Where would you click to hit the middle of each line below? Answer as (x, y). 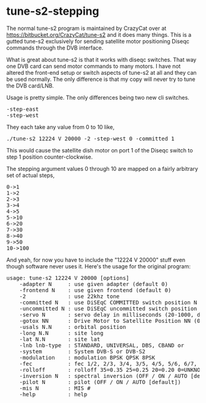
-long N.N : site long (61, 333)
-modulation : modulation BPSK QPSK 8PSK (87, 357)
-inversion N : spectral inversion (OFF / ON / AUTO (104, 376)
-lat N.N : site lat (60, 339)
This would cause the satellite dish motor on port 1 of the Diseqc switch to (100, 150)
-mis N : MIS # (55, 388)
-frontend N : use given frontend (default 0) (95, 290)
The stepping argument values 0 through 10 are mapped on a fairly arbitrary (102, 168)
